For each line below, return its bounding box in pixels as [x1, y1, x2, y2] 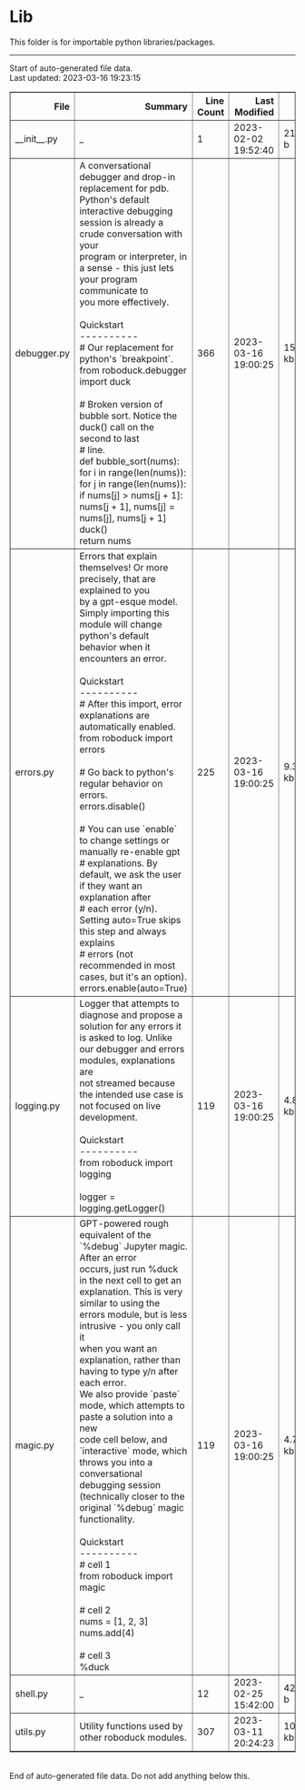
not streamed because [79, 1076, 175, 1089]
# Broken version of [79, 397, 163, 410]
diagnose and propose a [79, 1008, 183, 1021]
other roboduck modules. [79, 1731, 188, 1744]
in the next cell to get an [79, 1273, 182, 1286]
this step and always [79, 925, 167, 938]
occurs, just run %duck [79, 1262, 179, 1275]
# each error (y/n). [79, 902, 158, 915]
